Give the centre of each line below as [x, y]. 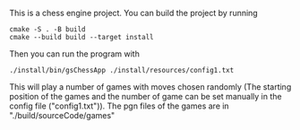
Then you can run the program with [75, 54]
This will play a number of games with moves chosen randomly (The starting [150, 87]
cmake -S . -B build [48, 30]
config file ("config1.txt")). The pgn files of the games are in [120, 106]
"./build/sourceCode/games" [62, 115]
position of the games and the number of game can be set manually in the [146, 96]
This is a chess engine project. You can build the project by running [133, 13]
